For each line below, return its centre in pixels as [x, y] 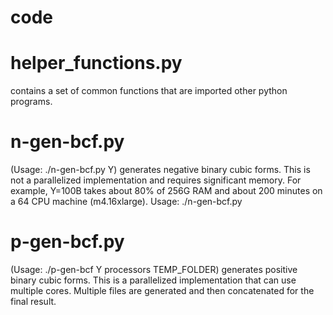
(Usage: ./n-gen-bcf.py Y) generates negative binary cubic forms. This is [160, 170]
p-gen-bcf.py [67, 242]
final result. [33, 301]
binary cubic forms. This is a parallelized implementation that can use [153, 280]
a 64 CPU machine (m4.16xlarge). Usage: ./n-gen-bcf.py [126, 202]
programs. [31, 102]
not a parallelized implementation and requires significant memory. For [156, 180]
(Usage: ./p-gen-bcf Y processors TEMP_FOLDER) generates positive [154, 269]
